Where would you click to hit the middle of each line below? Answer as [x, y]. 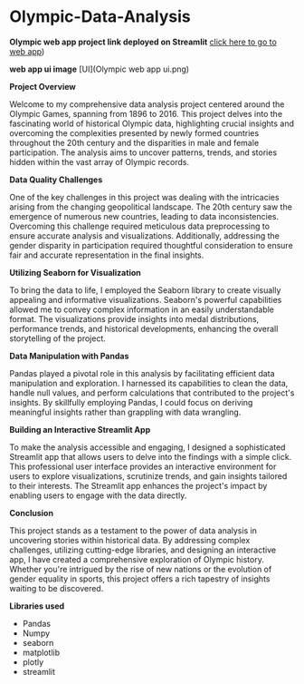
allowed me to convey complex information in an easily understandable [142, 309]
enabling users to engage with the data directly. [98, 495]
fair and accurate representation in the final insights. [107, 255]
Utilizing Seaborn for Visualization [76, 272]
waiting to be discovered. [57, 588]
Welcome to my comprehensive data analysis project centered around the [147, 104]
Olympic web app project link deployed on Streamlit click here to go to [143, 42]
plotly [33, 662]
